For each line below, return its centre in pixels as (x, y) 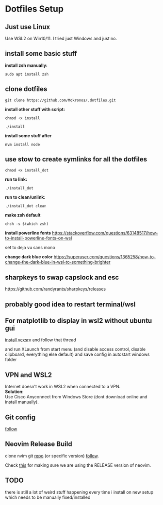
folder (11, 360)
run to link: (16, 179)
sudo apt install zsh (27, 74)
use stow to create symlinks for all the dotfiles (76, 159)
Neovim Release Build (39, 444)
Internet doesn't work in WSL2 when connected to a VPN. (63, 387)
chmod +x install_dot (27, 171)
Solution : (14, 392)
